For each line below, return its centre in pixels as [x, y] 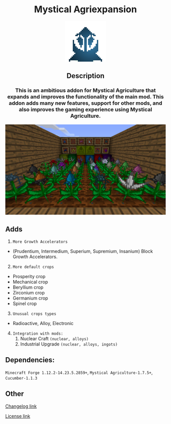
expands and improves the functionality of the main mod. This [85, 97]
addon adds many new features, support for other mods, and [85, 103]
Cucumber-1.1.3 [21, 378]
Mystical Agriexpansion [85, 9]
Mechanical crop [30, 282]
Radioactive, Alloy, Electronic [43, 323]
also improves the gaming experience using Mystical [85, 110]
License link [18, 416]
